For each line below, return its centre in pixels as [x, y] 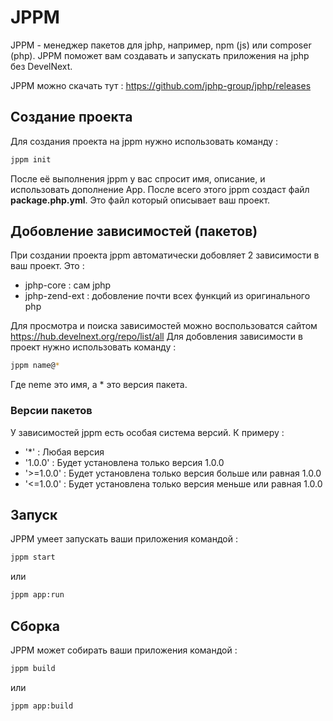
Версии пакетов [51, 411]
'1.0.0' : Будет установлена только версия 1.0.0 [124, 462]
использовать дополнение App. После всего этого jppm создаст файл [160, 189]
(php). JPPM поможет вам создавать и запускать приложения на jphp [160, 55]
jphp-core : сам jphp [68, 285]
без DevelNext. [41, 66]
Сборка [35, 626]
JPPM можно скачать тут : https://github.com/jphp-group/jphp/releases [161, 85]
